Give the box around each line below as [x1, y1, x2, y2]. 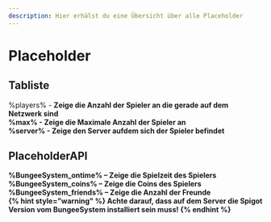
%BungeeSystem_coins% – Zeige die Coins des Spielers [8, 179, 202, 189]
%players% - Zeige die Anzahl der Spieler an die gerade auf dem [8, 100, 229, 110]
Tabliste [8, 78, 50, 93]
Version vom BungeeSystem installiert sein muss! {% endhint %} [8, 205, 231, 215]
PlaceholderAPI [8, 149, 88, 163]
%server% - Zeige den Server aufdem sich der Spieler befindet [8, 126, 225, 136]
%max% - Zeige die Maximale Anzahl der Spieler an [8, 117, 186, 127]
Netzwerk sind [8, 108, 59, 118]
